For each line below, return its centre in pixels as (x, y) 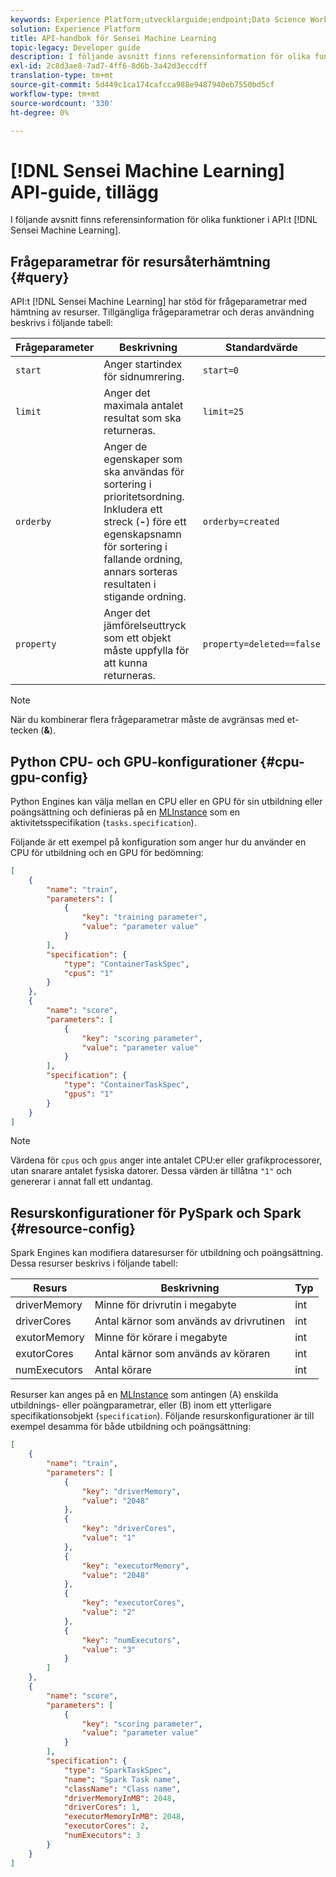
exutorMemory (50, 1338)
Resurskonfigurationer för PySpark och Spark (156, 1212)
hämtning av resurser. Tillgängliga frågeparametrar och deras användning (162, 312)
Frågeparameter (55, 348)
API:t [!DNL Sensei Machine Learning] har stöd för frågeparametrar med (159, 302)
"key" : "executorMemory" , (135, 1566)
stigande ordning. (145, 597)
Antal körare (123, 1370)
